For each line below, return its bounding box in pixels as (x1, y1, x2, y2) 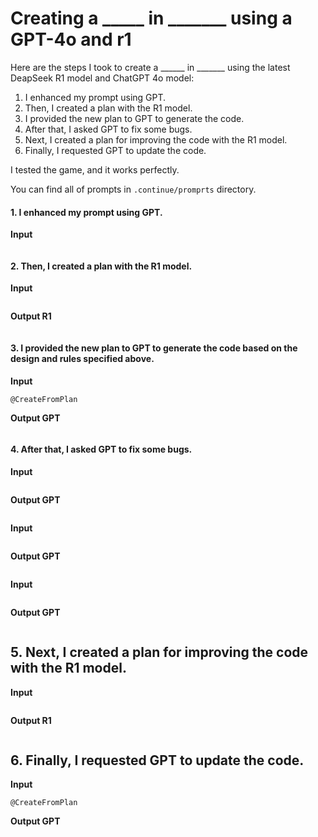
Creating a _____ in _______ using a (10, 7, 293, 30)
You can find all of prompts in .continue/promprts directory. (10, 183, 257, 195)
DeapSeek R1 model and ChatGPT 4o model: (10, 72, 195, 84)
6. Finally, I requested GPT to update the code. (10, 752, 305, 769)
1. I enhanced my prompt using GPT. (10, 206, 163, 218)
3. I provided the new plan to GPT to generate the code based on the (10, 342, 298, 354)
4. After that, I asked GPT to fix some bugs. (10, 443, 193, 456)
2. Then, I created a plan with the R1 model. (10, 260, 193, 272)
